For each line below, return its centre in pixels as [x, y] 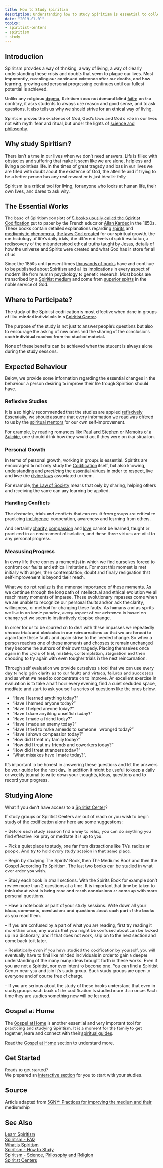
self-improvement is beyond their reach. [45, 577]
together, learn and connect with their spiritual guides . [59, 1033]
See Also [19, 1122]
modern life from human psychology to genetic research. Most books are [78, 274]
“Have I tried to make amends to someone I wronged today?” [73, 729]
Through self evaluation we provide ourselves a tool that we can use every [80, 668]
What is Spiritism [22, 1145]
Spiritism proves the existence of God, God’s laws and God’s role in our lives [81, 118]
